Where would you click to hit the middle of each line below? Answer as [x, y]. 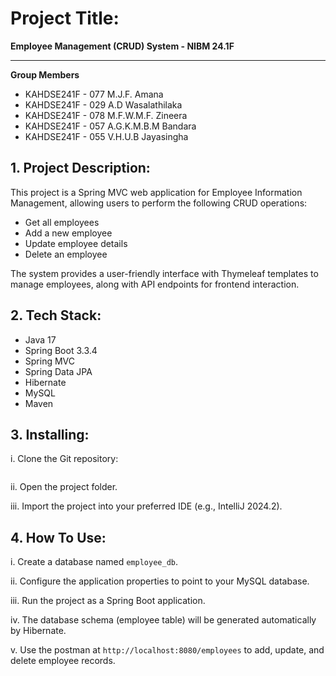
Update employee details [76, 243]
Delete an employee [66, 254]
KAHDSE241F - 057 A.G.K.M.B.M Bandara [110, 126]
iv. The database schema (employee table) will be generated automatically [163, 620]
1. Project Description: [80, 168]
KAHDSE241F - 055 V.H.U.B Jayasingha [106, 136]
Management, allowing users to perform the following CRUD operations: [159, 203]
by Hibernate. [38, 631]
